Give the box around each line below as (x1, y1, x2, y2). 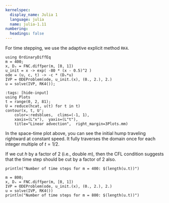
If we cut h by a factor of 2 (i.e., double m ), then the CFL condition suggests (5, 151, 164, 157)
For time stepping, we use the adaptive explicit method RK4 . (5, 45, 129, 51)
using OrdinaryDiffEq (5, 55, 51, 60)
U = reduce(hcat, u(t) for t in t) (5, 104, 81, 109)
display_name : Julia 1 (10, 12, 58, 17)
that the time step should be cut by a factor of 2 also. (5, 156, 116, 162)
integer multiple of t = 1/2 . (5, 141, 60, 147)
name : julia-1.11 (10, 21, 47, 27)
